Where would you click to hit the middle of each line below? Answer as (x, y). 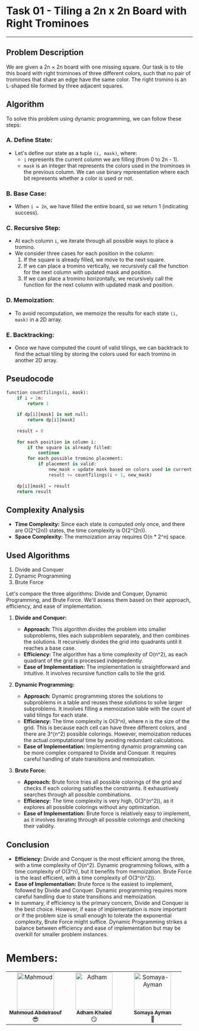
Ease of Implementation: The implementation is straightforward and (107, 667)
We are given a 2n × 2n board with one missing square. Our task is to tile (95, 67)
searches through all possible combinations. (77, 795)
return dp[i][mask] (52, 420)
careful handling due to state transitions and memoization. (86, 896)
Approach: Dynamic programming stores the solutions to (93, 696)
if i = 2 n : (30, 398)
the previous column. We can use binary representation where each (106, 172)
